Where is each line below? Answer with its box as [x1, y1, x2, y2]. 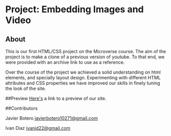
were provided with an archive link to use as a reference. [5, 59, 125, 65]
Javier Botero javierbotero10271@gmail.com [5, 115, 98, 121]
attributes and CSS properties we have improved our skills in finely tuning [5, 80, 160, 86]
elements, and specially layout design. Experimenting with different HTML [5, 75, 161, 80]
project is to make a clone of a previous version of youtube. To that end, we [5, 54, 165, 60]
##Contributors [5, 105, 38, 111]
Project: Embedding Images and [5, 4, 144, 15]
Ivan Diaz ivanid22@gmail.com [5, 125, 71, 131]
